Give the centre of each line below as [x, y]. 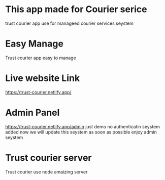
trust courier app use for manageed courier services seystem [69, 23]
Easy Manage [34, 44]
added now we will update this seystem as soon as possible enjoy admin [81, 132]
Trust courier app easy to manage [41, 58]
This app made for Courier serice [76, 9]
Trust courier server [48, 157]
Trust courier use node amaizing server [46, 172]
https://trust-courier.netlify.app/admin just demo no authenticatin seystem [82, 126]
